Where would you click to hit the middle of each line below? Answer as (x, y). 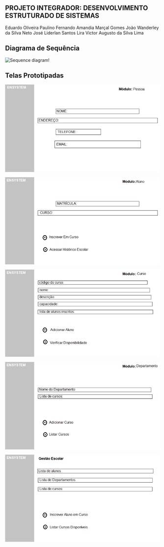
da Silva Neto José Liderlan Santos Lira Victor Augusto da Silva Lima (74, 33)
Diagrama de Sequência (42, 48)
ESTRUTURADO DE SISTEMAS (52, 16)
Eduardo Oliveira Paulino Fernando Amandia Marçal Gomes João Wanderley (82, 27)
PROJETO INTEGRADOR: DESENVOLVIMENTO (77, 8)
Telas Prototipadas (34, 76)
